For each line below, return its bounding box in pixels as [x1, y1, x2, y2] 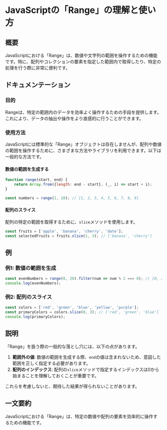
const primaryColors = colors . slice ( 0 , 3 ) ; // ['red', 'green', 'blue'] [5, 310, 159, 315]
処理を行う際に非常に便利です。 [5, 65, 71, 71]
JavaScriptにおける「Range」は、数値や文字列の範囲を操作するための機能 [5, 53, 158, 58]
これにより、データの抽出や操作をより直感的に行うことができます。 [5, 115, 144, 121]
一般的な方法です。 [5, 154, 44, 160]
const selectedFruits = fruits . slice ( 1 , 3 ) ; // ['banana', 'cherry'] [5, 233, 153, 239]
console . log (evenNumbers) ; [5, 281, 61, 286]
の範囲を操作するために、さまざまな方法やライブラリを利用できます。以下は [5, 147, 162, 153]
